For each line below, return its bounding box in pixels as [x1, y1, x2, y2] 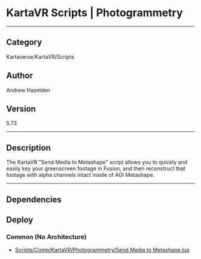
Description [6, 143, 51, 153]
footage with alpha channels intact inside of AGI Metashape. [6, 171, 155, 179]
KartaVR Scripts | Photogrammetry [6, 6, 184, 20]
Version [6, 104, 36, 114]
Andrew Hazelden [6, 86, 51, 94]
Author [6, 71, 33, 81]
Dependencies [6, 194, 62, 204]
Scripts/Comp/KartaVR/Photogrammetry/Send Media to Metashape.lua [14, 246, 190, 254]
